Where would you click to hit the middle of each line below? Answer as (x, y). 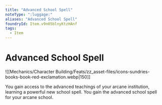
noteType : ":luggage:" (29, 14)
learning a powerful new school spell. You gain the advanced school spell (81, 92)
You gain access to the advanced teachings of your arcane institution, (77, 86)
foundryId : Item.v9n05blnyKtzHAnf (41, 24)
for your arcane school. (29, 97)
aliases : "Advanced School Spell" (41, 19)
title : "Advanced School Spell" (39, 10)
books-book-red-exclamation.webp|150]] (48, 77)
